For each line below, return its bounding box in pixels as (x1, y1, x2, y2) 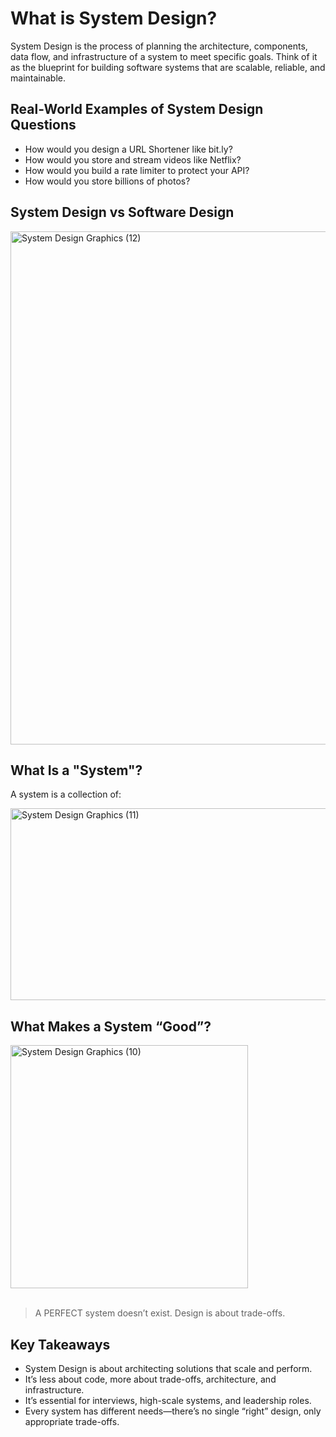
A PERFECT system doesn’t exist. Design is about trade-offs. (34, 1307, 286, 1319)
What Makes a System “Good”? (10, 1018, 212, 1035)
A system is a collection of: (10, 788, 122, 801)
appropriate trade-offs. (24, 1416, 120, 1427)
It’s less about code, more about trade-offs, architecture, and (24, 1373, 277, 1385)
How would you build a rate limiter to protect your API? (24, 164, 250, 176)
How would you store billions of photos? (24, 175, 191, 187)
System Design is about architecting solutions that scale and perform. (24, 1363, 313, 1374)
